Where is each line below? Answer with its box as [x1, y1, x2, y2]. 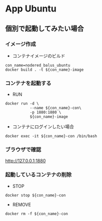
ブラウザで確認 [5, 146, 41, 153]
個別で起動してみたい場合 [5, 24, 84, 33]
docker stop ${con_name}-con [5, 192, 66, 198]
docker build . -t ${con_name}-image [5, 67, 84, 72]
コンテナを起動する [5, 80, 51, 87]
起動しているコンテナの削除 [5, 171, 72, 178]
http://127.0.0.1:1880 [5, 158, 46, 164]
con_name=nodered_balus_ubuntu [5, 63, 70, 68]
